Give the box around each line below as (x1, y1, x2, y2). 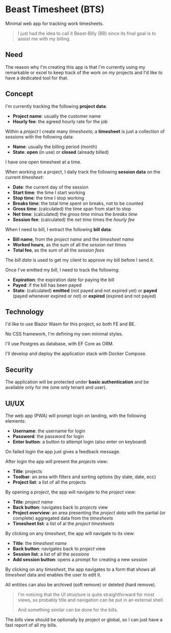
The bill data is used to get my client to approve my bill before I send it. (5, 257, 154, 263)
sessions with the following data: (5, 133, 74, 140)
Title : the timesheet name (12, 540, 67, 546)
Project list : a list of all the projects (12, 479, 87, 485)
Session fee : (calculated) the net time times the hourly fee (12, 216, 135, 223)
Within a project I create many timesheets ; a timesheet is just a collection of (5, 128, 165, 134)
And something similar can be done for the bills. (17, 607, 119, 613)
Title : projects (12, 469, 42, 474)
